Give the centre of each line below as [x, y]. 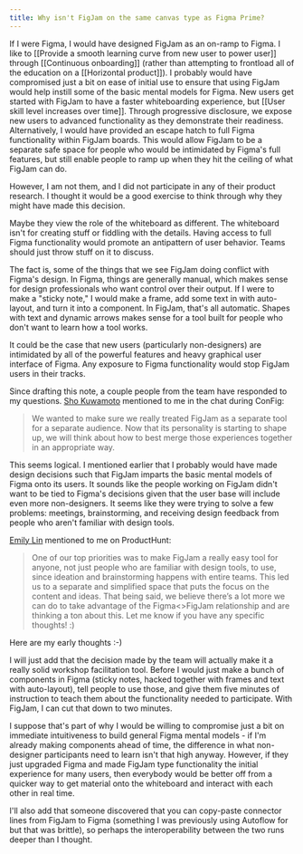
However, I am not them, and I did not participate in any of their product [142, 186]
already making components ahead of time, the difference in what [132, 744]
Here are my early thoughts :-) [66, 642]
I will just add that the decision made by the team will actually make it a [142, 660]
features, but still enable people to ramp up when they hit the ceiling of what [151, 158]
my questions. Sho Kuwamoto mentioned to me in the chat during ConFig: [147, 400]
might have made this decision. [67, 206]
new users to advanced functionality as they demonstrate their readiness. [147, 120]
